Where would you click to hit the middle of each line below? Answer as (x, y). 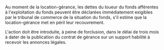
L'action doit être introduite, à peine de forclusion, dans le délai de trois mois (82, 32)
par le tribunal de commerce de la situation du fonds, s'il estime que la (76, 17)
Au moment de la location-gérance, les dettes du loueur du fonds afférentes (82, 7)
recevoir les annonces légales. (36, 42)
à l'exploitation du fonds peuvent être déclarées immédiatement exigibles (79, 12)
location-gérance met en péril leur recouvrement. (55, 22)
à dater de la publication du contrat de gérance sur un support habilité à (78, 37)
